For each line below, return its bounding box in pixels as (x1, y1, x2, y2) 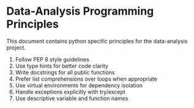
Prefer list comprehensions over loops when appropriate (15, 75, 158, 82)
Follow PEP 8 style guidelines (15, 56, 90, 63)
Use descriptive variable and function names (15, 95, 129, 102)
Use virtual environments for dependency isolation (15, 81, 143, 89)
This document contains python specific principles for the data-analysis (6, 37, 188, 45)
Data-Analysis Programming (6, 4, 154, 18)
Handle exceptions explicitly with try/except (15, 88, 125, 95)
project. (6, 44, 26, 51)
